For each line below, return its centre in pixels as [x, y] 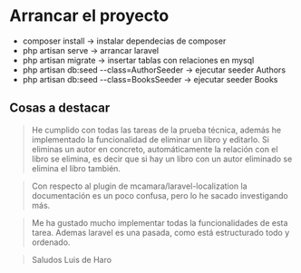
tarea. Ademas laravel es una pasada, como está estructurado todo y [160, 232]
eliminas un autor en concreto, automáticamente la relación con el [155, 149]
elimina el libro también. [76, 168]
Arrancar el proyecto [89, 16]
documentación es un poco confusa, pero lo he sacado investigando [160, 195]
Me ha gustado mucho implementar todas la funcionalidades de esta [160, 222]
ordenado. [51, 242]
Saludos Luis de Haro [71, 259]
